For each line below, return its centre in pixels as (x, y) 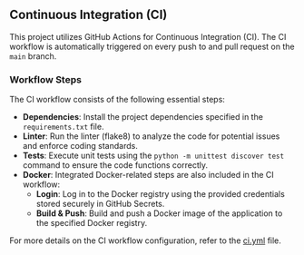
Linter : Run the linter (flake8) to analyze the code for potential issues (151, 136)
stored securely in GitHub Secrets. (100, 204)
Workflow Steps (45, 79)
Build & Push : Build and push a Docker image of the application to (159, 213)
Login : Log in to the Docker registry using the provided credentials (161, 194)
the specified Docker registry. (92, 223)
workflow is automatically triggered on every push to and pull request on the (152, 46)
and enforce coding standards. (80, 146)
